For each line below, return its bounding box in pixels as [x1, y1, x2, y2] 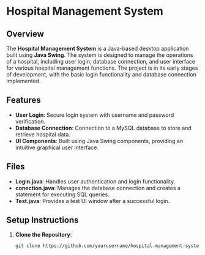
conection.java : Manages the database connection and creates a [15, 184, 181, 191]
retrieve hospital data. [15, 130, 70, 138]
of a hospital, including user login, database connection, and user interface [6, 58, 196, 65]
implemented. [6, 78, 41, 84]
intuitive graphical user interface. [15, 144, 99, 151]
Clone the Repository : [15, 231, 72, 238]
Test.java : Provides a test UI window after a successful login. [15, 197, 170, 204]
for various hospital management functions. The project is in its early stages [6, 64, 198, 72]
